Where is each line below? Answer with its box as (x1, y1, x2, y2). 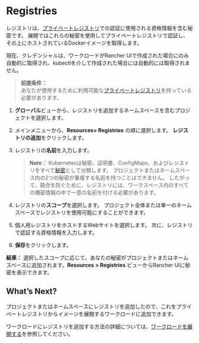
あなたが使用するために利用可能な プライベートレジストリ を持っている (20, 86, 192, 94)
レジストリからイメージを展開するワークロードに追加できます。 (21, 310, 177, 318)
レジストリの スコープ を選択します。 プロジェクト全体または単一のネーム (14, 201, 192, 209)
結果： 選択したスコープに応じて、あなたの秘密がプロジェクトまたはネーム (6, 254, 188, 261)
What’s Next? (6, 286, 57, 297)
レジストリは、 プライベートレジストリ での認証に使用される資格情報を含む (6, 24, 188, 31)
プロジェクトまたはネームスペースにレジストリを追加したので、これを (6, 303, 176, 310)
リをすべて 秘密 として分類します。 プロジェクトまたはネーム (29, 166, 175, 174)
